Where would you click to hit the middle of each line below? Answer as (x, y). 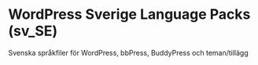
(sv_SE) (33, 31)
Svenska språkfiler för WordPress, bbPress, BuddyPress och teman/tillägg (129, 52)
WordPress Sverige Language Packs (129, 14)
